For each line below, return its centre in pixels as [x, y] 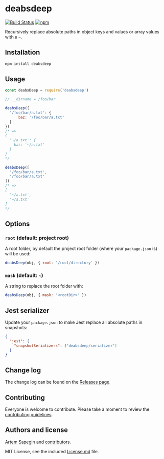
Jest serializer [27, 310]
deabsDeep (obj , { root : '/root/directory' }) [52, 263]
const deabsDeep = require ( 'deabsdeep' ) [47, 91]
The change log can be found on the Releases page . [58, 382]
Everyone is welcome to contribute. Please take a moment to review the [77, 409]
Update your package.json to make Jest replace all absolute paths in [74, 322]
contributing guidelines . [29, 414]
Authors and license [36, 430]
